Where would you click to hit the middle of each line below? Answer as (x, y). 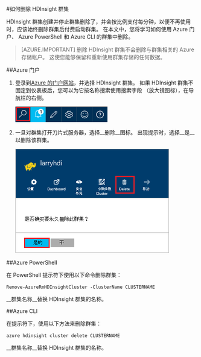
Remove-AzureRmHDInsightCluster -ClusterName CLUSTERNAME (81, 287)
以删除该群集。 (33, 140)
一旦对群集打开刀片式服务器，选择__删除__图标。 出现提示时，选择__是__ (105, 132)
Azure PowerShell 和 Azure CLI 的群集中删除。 (76, 37)
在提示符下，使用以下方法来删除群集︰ (54, 324)
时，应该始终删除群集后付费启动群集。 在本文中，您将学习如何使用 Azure (97, 29)
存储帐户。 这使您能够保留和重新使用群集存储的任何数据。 (93, 57)
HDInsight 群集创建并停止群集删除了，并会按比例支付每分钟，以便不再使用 (99, 22)
